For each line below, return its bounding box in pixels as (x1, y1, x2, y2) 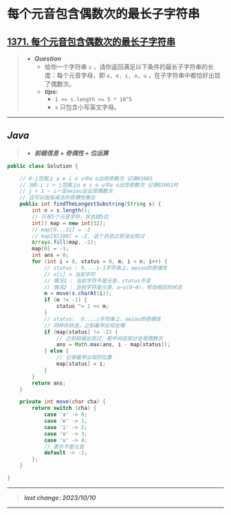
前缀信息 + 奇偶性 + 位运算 (34, 149, 109, 157)
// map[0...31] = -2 (32, 226, 91, 233)
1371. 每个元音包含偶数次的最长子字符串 (7, 36, 176, 47)
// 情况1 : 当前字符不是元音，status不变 (43, 277, 151, 284)
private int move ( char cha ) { (19, 398, 107, 406)
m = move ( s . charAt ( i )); (43, 290, 112, 297)
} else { (43, 348, 69, 355)
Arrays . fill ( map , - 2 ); (32, 239, 97, 246)
